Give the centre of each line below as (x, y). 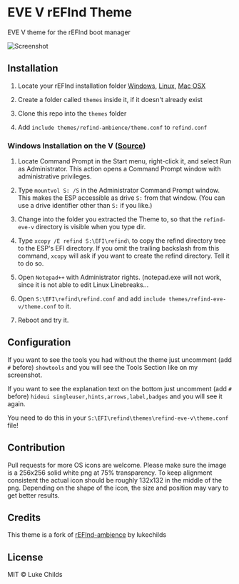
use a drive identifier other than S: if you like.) (85, 206)
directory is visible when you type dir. (91, 227)
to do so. (31, 263)
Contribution (36, 448)
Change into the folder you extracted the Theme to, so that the (110, 219)
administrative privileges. (55, 176)
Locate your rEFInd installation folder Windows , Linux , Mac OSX (112, 86)
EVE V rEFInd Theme (70, 12)
